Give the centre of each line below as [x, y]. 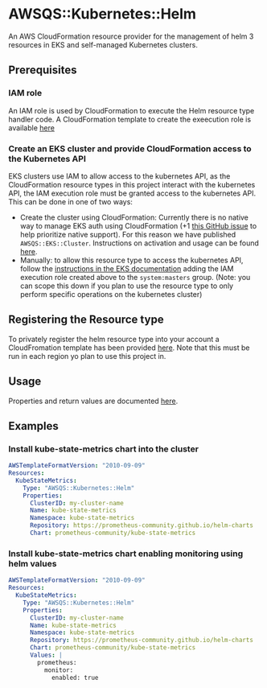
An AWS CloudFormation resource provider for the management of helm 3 [131, 36]
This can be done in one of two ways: [70, 201]
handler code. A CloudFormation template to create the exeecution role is [130, 119]
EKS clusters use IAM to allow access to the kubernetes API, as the [119, 176]
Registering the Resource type [86, 320]
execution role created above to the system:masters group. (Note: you [135, 277]
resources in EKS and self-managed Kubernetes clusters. [103, 44]
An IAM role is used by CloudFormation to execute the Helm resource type [131, 110]
